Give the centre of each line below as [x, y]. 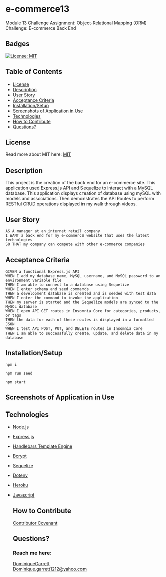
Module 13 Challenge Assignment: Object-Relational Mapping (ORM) [76, 23]
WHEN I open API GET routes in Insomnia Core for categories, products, [83, 311]
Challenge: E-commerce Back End [41, 28]
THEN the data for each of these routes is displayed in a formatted [80, 320]
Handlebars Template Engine [43, 446]
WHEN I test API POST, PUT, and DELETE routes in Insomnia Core [74, 328]
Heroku [20, 485]
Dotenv [20, 475]
